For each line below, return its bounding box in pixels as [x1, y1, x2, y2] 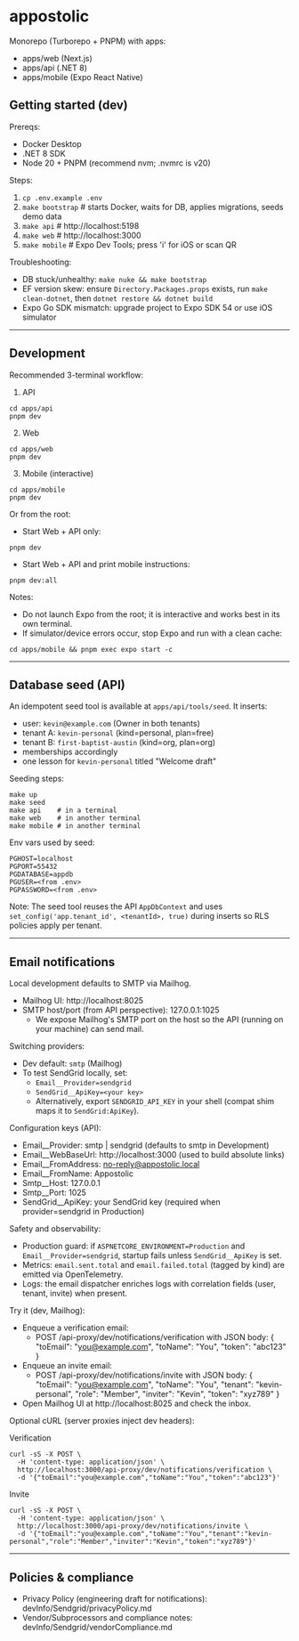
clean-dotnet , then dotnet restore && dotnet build [21, 292, 214, 304]
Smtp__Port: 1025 [21, 1187, 87, 1198]
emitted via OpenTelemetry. [21, 1269, 124, 1279]
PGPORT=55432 [9, 862, 58, 872]
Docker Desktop [21, 138, 82, 149]
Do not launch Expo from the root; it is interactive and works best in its [21, 608, 280, 620]
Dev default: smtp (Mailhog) [21, 1058, 123, 1069]
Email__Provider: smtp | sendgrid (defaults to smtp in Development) [21, 1140, 270, 1150]
